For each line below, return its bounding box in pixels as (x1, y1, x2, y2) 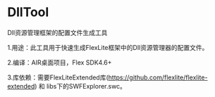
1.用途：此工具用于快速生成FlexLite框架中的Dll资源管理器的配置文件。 (7, 43, 209, 51)
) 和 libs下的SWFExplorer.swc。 (34, 82, 127, 90)
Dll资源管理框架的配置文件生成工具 (7, 28, 108, 37)
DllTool (7, 4, 49, 20)
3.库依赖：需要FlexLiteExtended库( (7, 73, 109, 82)
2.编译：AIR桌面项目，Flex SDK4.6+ (7, 58, 112, 67)
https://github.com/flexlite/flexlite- (108, 73, 208, 82)
